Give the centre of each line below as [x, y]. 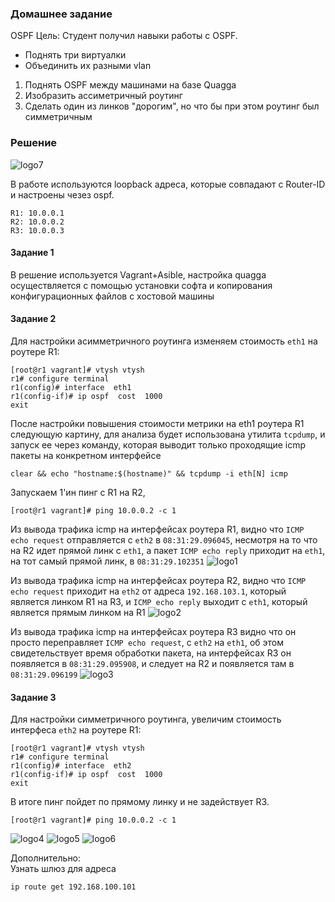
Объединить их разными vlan [88, 66]
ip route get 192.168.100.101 [73, 887]
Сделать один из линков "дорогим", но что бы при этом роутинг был [172, 106]
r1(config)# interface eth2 [71, 766]
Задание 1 [32, 253]
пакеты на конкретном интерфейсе [86, 455]
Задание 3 [33, 697]
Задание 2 [33, 319]
